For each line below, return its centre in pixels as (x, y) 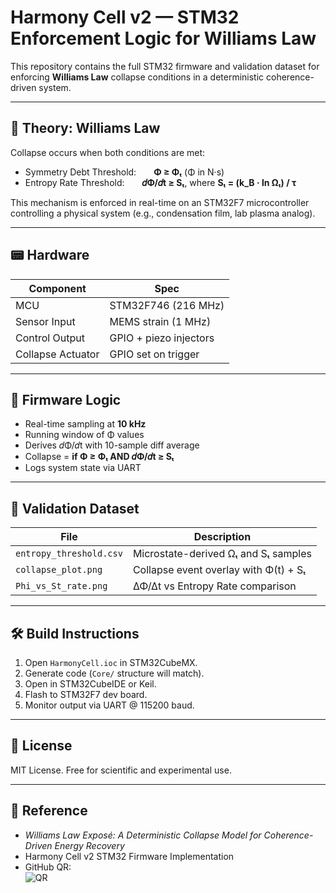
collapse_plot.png (59, 570)
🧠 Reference (49, 811)
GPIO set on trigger (154, 354)
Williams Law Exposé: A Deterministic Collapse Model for (143, 835)
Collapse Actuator (57, 354)
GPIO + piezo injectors (162, 338)
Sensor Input (45, 321)
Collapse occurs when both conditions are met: (108, 152)
